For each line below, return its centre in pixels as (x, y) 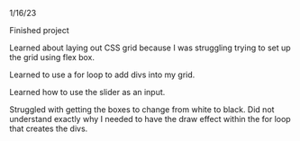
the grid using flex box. (52, 57)
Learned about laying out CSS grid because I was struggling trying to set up (150, 48)
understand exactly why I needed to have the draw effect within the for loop (150, 119)
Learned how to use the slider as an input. (87, 92)
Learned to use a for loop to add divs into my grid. (102, 75)
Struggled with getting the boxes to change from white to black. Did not (142, 110)
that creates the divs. (49, 128)
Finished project (39, 30)
